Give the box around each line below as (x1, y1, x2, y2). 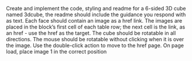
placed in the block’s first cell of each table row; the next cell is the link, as (6, 23, 186, 30)
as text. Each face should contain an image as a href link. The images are (6, 17, 183, 24)
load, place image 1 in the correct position (6, 48, 107, 55)
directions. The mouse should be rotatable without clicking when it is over (6, 36, 184, 42)
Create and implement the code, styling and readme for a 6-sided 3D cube (6, 5, 186, 12)
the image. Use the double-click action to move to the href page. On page (6, 42, 184, 49)
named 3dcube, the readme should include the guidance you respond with (6, 11, 186, 18)
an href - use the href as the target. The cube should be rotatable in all (6, 30, 176, 37)
